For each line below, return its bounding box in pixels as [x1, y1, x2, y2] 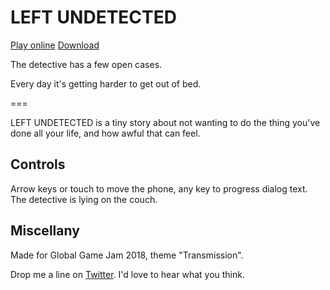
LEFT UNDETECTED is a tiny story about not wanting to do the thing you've [10, 116, 321, 128]
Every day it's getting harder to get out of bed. [10, 77, 202, 90]
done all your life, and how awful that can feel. [10, 127, 201, 139]
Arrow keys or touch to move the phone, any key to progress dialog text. [10, 182, 308, 195]
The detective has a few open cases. [10, 58, 163, 70]
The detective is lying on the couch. [10, 193, 158, 205]
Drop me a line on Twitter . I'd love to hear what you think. [10, 268, 245, 280]
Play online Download [10, 39, 100, 51]
